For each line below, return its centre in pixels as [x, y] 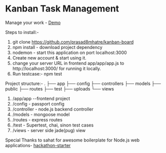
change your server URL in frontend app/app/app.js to [68, 63]
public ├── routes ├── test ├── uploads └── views [59, 88]
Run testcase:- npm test [37, 73]
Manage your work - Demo [33, 22]
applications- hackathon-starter [38, 145]
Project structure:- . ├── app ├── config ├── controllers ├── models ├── [83, 83]
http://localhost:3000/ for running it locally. [57, 68]
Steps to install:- [22, 32]
